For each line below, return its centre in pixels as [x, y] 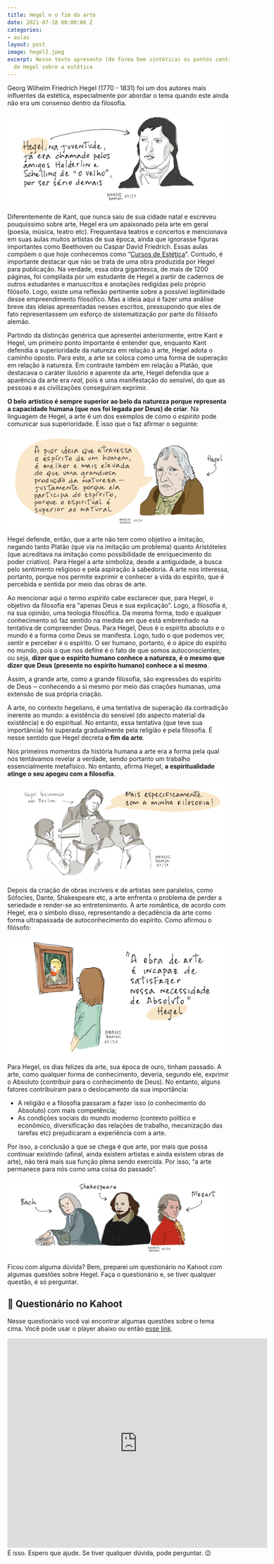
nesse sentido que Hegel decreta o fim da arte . [76, 738]
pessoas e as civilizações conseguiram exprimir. [77, 387]
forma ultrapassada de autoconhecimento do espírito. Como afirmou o [110, 920]
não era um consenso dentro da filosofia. [67, 103]
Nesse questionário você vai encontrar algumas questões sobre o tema [111, 1321]
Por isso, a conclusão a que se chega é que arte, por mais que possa [107, 1147]
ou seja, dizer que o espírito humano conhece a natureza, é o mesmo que [116, 658]
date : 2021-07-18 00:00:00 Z [50, 22]
